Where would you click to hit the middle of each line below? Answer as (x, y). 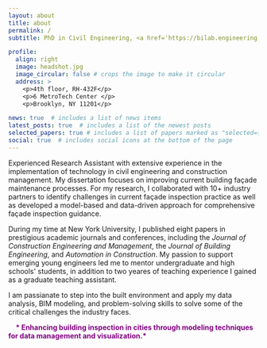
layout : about (32, 15)
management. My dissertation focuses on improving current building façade (133, 180)
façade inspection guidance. (55, 213)
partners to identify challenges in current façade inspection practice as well (132, 196)
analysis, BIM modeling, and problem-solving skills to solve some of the (126, 304)
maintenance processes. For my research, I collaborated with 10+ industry (130, 188)
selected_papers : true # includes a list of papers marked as (113, 133)
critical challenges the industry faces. (70, 311)
